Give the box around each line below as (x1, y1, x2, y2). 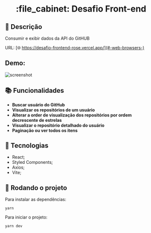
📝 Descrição (5, 23, 42, 31)
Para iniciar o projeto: (5, 214, 48, 220)
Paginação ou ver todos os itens (12, 127, 78, 133)
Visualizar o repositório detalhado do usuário (12, 122, 105, 128)
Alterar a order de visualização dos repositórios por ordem (12, 112, 132, 118)
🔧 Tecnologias (5, 142, 49, 150)
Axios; (12, 164, 25, 170)
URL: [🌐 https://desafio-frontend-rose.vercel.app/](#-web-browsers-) (5, 45, 145, 50)
